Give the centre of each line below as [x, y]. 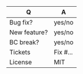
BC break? [24, 42]
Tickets [20, 52]
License [21, 62]
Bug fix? [21, 22]
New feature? [29, 32]
